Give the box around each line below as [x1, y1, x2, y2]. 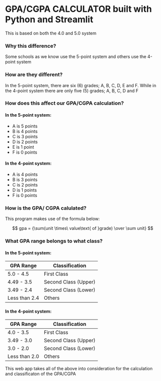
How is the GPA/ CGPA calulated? [5, 204, 87, 211]
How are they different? [5, 71, 63, 78]
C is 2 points [12, 182, 38, 188]
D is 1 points [12, 187, 37, 193]
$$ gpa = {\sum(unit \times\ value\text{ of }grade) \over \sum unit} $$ [12, 225, 154, 231]
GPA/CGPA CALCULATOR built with [5, 3, 152, 15]
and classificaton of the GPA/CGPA [5, 371, 76, 377]
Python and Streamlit [5, 14, 94, 25]
